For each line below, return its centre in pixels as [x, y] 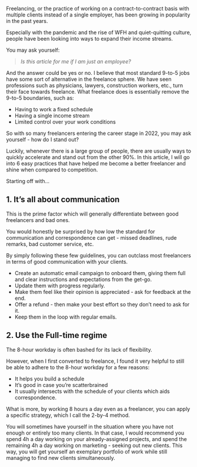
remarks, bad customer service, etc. [50, 244]
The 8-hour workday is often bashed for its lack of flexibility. [79, 349]
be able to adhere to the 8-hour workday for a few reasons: [78, 367]
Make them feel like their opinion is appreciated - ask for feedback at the [103, 292]
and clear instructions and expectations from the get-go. [83, 279]
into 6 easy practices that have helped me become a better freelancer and [96, 163]
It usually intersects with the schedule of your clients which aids [92, 391]
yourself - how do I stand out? [43, 140]
